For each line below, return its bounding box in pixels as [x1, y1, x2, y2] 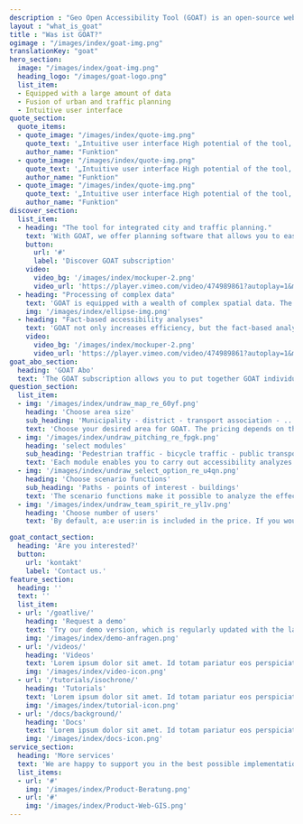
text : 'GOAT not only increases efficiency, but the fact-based [25, 324, 272, 333]
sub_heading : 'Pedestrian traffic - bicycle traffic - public [25, 449, 264, 458]
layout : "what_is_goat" [9, 22, 103, 31]
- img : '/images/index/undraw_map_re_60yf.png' [17, 399, 200, 409]
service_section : [9, 743, 75, 752]
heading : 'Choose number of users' [25, 508, 160, 517]
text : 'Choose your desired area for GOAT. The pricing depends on [25, 424, 284, 433]
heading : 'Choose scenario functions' [25, 475, 171, 484]
